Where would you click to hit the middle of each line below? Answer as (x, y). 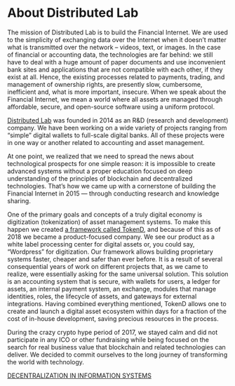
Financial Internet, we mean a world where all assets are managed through (115, 99)
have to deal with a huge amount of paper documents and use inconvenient (116, 62)
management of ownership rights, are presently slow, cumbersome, (105, 84)
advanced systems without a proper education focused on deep (100, 171)
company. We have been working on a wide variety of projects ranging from (117, 127)
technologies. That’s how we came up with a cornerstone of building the (112, 186)
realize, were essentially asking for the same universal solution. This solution (118, 274)
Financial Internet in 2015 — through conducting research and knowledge (113, 193)
